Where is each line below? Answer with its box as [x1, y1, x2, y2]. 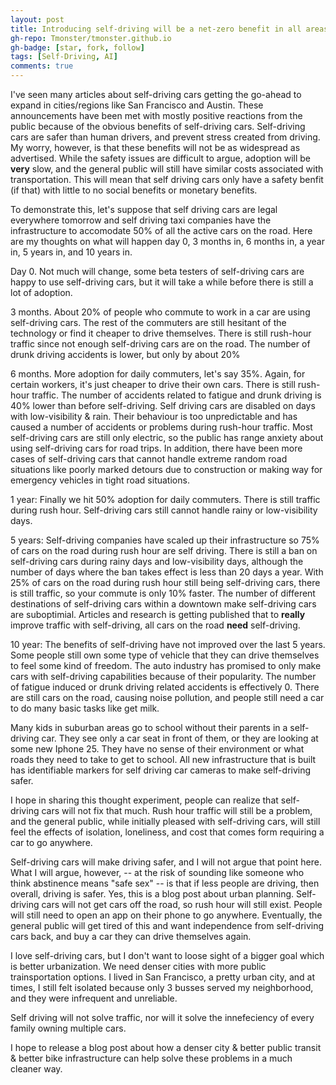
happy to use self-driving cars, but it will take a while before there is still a [10, 276, 314, 288]
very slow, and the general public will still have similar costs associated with [10, 163, 324, 175]
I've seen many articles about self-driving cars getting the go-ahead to [10, 89, 302, 100]
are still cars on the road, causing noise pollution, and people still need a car [10, 692, 325, 703]
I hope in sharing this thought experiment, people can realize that [10, 794, 279, 806]
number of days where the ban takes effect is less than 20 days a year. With [10, 566, 324, 578]
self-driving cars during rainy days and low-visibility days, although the [10, 556, 304, 567]
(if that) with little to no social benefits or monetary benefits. [10, 184, 258, 196]
